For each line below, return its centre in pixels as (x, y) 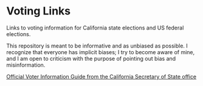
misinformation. (26, 65)
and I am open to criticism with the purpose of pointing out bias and (91, 58)
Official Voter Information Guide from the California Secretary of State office (101, 76)
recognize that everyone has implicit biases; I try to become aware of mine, (101, 52)
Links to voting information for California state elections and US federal (95, 28)
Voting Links (39, 11)
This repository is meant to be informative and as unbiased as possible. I (97, 46)
